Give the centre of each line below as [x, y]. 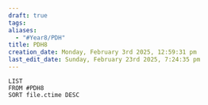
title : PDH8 [28, 45]
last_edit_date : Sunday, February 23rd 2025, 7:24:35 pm [104, 60]
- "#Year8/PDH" [40, 37]
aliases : [23, 30]
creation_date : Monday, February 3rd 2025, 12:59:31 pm [102, 52]
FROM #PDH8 [26, 88]
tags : [17, 23]
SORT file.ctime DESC [44, 95]
